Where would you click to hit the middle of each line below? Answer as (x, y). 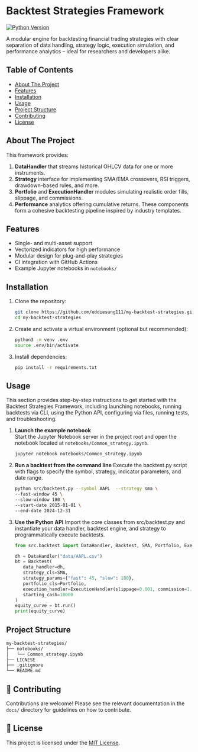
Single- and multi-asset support (53, 243)
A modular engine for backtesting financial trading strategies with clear (92, 38)
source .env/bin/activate (46, 345)
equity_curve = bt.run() (45, 606)
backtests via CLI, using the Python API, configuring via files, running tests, (98, 413)
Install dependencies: (41, 356)
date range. (29, 478)
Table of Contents (40, 70)
